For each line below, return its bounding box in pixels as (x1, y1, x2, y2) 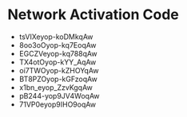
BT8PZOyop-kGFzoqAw (18, 74, 97, 84)
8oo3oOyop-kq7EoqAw (18, 40, 97, 49)
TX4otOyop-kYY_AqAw (18, 57, 97, 67)
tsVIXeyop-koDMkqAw (18, 32, 93, 41)
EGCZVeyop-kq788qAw (18, 49, 97, 58)
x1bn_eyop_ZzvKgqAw (18, 82, 93, 92)
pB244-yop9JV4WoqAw (18, 91, 101, 100)
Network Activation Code (7, 6, 179, 24)
